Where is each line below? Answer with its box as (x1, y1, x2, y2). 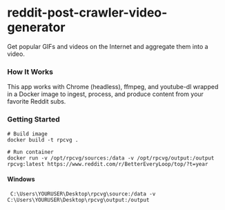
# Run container (7, 149, 54, 155)
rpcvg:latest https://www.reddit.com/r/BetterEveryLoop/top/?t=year (7, 160, 208, 167)
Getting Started (7, 115, 60, 124)
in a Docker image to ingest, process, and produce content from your (7, 90, 204, 98)
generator (7, 19, 66, 35)
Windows (7, 175, 35, 184)
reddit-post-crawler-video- (7, 5, 168, 21)
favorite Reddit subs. (7, 97, 66, 106)
